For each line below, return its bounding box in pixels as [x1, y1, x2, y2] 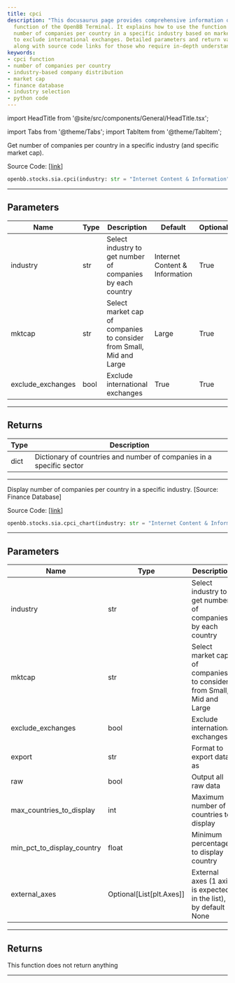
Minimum [191, 830, 222, 840]
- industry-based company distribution [7, 69, 124, 76]
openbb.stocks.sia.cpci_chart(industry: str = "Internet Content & [7, 519, 208, 527]
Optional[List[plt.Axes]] [108, 889, 185, 899]
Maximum [191, 792, 225, 802]
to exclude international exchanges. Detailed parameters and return [13, 36, 220, 43]
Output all [191, 772, 224, 782]
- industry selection [7, 88, 71, 95]
